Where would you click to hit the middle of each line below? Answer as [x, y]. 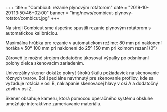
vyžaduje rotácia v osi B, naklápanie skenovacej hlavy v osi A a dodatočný [82, 83]
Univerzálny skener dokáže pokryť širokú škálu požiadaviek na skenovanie [82, 73]
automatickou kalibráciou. [32, 33]
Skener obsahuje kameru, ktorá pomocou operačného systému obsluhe [79, 98]
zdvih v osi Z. [19, 89]
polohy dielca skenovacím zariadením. [45, 63]
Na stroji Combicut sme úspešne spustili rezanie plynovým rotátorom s [78, 28]
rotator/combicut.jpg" [28, 18]
